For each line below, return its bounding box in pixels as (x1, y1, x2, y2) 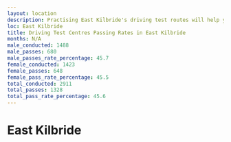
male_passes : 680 (7, 49, 57, 56)
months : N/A (7, 36, 41, 43)
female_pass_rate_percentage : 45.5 (7, 73, 109, 81)
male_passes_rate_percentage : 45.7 (7, 55, 109, 62)
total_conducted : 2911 (7, 80, 72, 87)
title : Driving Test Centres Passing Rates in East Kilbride (7, 29, 186, 36)
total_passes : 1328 (7, 86, 63, 93)
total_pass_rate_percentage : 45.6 (7, 93, 107, 100)
